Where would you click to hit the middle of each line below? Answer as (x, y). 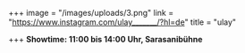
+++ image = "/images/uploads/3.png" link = (91, 13)
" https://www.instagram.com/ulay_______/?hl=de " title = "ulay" (122, 22)
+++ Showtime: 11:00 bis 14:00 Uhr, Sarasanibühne (106, 39)
